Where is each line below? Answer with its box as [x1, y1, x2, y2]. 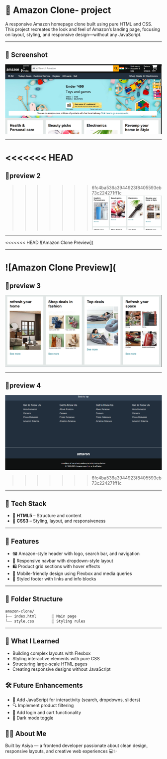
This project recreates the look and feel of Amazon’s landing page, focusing [5, 26, 161, 32]
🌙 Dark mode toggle [12, 715, 54, 721]
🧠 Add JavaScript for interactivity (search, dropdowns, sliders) [12, 697, 141, 703]
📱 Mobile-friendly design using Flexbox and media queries [12, 570, 132, 576]
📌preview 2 [5, 172, 41, 180]
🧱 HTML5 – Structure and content [12, 513, 82, 519]
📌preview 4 [5, 381, 41, 390]
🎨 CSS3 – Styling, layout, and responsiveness [12, 518, 106, 524]
